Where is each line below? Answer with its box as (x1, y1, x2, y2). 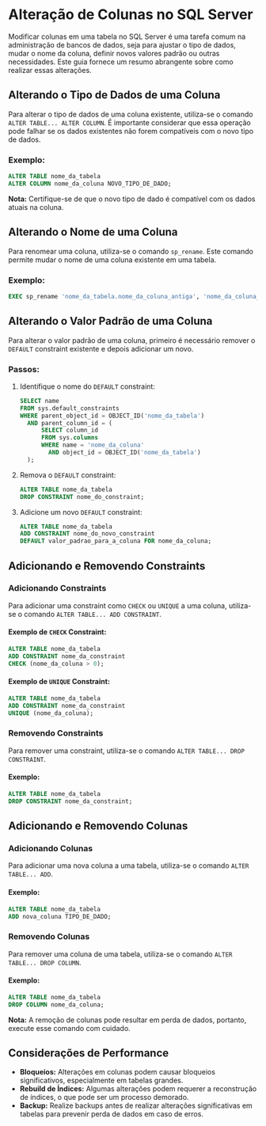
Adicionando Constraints (8, 583, 107, 594)
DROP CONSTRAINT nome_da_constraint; (8, 797, 133, 805)
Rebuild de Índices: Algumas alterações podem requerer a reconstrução (19, 1084, 257, 1094)
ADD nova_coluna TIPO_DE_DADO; (8, 912, 112, 920)
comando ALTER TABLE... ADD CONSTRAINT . (23, 609, 162, 618)
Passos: (8, 363, 40, 375)
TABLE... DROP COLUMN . (8, 957, 82, 967)
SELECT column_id (40, 426, 99, 435)
